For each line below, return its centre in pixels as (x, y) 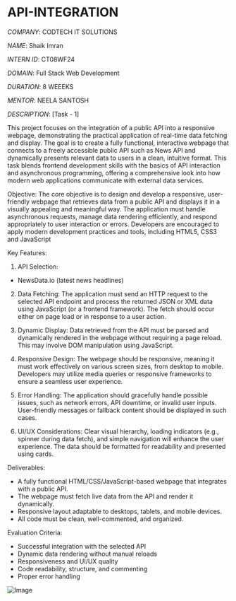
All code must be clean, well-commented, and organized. (100, 519)
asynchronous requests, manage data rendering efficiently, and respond (112, 216)
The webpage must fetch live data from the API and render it (105, 496)
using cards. (36, 454)
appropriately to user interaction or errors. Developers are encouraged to (113, 224)
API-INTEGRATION (63, 12)
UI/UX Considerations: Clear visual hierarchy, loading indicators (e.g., (118, 431)
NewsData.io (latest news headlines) (70, 280)
